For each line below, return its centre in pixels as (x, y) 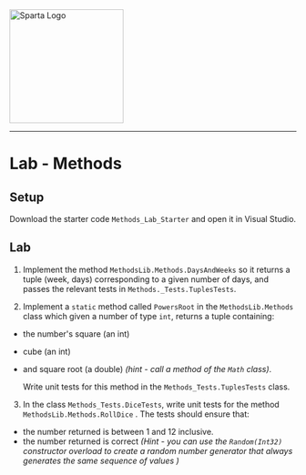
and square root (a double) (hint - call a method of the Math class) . (147, 369)
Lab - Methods (66, 164)
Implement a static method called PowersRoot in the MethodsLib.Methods (158, 306)
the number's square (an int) (76, 334)
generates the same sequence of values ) (101, 460)
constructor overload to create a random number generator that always (158, 450)
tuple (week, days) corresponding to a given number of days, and (145, 279)
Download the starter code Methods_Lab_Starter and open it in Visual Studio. (153, 219)
